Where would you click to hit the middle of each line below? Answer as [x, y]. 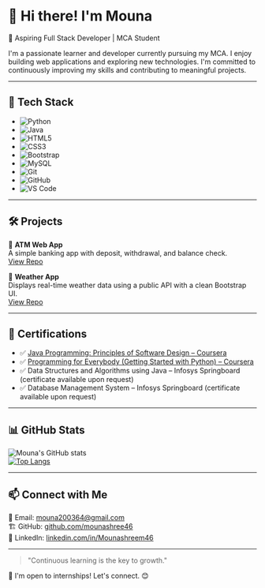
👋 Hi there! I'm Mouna [80, 16]
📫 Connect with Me [58, 494]
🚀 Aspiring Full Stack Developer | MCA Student [84, 38]
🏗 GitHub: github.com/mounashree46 [71, 526]
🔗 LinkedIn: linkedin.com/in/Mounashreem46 [81, 537]
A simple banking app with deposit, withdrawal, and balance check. [118, 253]
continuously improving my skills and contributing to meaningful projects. [127, 69]
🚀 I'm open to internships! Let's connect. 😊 [78, 576]
